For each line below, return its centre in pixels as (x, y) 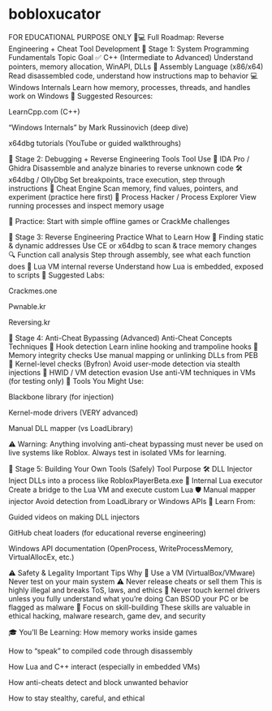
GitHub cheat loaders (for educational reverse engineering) (108, 532)
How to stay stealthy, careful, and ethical (77, 698)
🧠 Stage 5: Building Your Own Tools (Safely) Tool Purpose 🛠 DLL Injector (131, 468)
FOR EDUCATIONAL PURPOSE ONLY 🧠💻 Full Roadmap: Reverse (117, 37)
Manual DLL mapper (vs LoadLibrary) (71, 428)
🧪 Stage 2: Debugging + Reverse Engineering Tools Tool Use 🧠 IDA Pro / (129, 158)
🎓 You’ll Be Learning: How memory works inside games (103, 632)
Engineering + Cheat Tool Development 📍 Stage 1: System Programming (129, 49)
